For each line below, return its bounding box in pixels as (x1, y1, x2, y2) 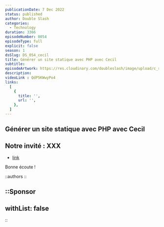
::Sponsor (5, 187, 36, 196)
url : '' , (18, 98, 36, 103)
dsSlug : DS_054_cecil (5, 52, 49, 58)
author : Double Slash (5, 16, 49, 21)
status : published (5, 12, 42, 17)
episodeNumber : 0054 (5, 35, 47, 40)
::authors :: (5, 174, 27, 180)
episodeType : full (5, 39, 42, 44)
